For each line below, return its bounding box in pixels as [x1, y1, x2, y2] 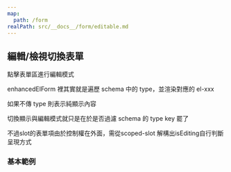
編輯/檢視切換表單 [7, 50, 85, 62]
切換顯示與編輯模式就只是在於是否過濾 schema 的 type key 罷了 [7, 114, 189, 123]
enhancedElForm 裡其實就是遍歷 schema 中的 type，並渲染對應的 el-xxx [7, 85, 214, 94]
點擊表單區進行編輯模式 [7, 70, 74, 78]
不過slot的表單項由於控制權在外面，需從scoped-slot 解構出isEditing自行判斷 [7, 129, 224, 137]
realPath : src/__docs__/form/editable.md [7, 23, 129, 30]
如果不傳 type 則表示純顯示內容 [7, 100, 97, 108]
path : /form [13, 17, 49, 24]
